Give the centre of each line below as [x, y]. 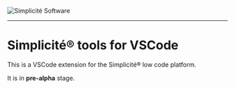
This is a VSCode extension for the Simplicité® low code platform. [102, 64]
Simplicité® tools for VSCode [93, 46]
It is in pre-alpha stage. [41, 78]
